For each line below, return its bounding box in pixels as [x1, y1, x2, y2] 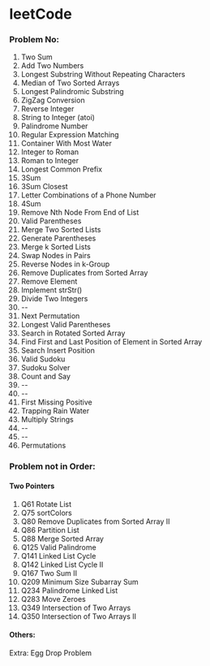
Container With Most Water [20, 139, 112, 149]
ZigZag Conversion [20, 95, 85, 106]
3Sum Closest [20, 182, 68, 192]
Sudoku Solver [20, 363, 71, 373]
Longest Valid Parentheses [20, 320, 111, 330]
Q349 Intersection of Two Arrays [20, 603, 131, 612]
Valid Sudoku [20, 354, 66, 364]
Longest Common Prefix [20, 164, 103, 175]
